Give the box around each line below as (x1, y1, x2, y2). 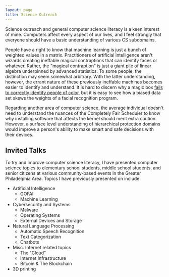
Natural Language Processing (12, 223, 75, 229)
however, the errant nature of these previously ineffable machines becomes (5, 79, 163, 85)
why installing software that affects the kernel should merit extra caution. (5, 115, 157, 121)
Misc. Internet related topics (12, 245, 72, 251)
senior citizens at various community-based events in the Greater (5, 170, 141, 176)
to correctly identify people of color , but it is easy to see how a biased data (5, 89, 161, 96)
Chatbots (20, 239, 39, 245)
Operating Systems (20, 212, 61, 218)
